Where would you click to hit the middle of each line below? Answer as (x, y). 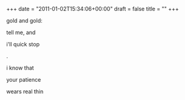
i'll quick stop (23, 44)
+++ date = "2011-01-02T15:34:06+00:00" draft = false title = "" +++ (93, 9)
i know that (20, 68)
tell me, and (21, 32)
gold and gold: (24, 20)
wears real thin (25, 91)
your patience (24, 80)
